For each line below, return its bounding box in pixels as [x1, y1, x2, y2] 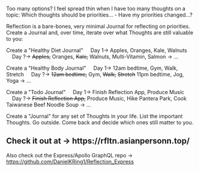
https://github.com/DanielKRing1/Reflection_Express [6, 158, 134, 165]
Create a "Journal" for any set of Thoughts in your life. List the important [6, 112, 183, 120]
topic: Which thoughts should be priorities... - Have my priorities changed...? [6, 11, 193, 18]
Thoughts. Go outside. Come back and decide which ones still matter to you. [6, 119, 194, 126]
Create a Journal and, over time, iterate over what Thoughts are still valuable [6, 29, 194, 36]
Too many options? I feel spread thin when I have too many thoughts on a [6, 5, 186, 12]
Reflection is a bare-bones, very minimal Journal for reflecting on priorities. [6, 23, 190, 30]
